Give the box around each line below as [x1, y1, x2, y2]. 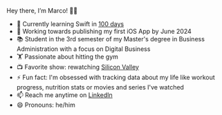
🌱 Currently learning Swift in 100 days [16, 20, 124, 28]
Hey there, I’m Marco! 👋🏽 [6, 7, 77, 14]
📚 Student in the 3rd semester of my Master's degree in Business [16, 35, 205, 43]
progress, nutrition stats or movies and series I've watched [16, 83, 185, 91]
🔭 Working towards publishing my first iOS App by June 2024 [16, 28, 192, 35]
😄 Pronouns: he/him [16, 101, 75, 109]
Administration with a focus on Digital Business [16, 45, 151, 53]
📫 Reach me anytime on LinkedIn [16, 91, 113, 99]
